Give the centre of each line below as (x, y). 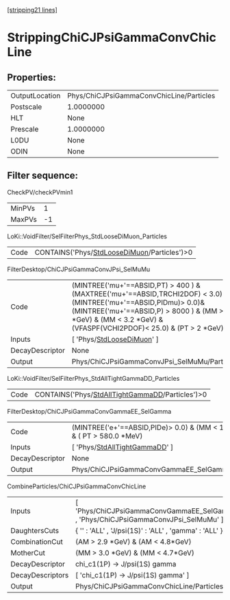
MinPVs (23, 208)
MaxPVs (24, 219)
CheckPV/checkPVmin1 (40, 192)
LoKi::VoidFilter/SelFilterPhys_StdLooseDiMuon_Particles (87, 236)
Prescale (25, 129)
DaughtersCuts (35, 530)
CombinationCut (37, 542)
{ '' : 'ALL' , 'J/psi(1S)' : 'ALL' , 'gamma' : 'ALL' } (149, 530)
